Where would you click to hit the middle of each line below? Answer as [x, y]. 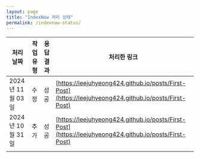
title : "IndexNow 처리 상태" [40, 17]
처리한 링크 [123, 57]
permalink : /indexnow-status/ [44, 23]
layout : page [22, 12]
